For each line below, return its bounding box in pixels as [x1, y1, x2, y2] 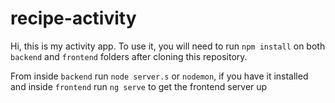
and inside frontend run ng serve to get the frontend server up [10, 80, 268, 92]
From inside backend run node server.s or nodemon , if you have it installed [10, 70, 309, 82]
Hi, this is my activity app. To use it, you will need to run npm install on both [10, 40, 326, 52]
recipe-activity [10, 7, 137, 30]
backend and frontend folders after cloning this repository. [10, 50, 248, 62]
